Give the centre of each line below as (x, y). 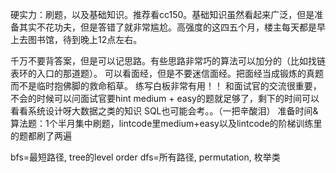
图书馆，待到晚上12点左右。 (85, 39)
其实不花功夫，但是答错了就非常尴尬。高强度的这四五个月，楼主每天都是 (167, 27)
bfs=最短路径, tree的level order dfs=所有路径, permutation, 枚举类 (145, 157)
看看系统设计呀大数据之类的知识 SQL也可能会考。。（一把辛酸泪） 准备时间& (164, 111)
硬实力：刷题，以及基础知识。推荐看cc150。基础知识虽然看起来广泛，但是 (162, 14)
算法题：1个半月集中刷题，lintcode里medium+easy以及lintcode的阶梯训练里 (166, 123)
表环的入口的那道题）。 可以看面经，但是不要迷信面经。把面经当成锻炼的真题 (167, 73)
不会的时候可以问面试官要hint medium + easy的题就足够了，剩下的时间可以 (165, 98)
